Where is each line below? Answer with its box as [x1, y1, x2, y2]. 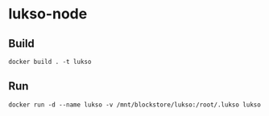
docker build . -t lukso [8, 58, 92, 66]
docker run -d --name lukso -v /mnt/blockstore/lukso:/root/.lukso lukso [8, 101, 262, 109]
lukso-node [8, 5, 88, 23]
